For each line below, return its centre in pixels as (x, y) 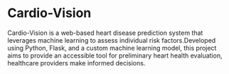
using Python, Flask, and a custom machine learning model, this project (112, 48)
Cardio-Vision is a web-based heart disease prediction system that (105, 33)
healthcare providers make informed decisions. (76, 63)
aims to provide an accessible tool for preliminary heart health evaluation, (115, 55)
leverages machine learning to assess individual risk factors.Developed (112, 40)
